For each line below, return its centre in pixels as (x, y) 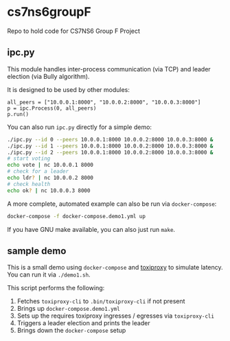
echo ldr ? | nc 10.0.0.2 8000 (50, 178)
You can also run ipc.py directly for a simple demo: (80, 127)
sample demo (37, 251)
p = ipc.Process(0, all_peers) (52, 108)
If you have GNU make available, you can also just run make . (91, 229)
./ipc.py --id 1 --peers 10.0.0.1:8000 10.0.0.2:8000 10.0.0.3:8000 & (110, 146)
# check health (29, 184)
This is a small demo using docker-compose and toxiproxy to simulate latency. (115, 268)
